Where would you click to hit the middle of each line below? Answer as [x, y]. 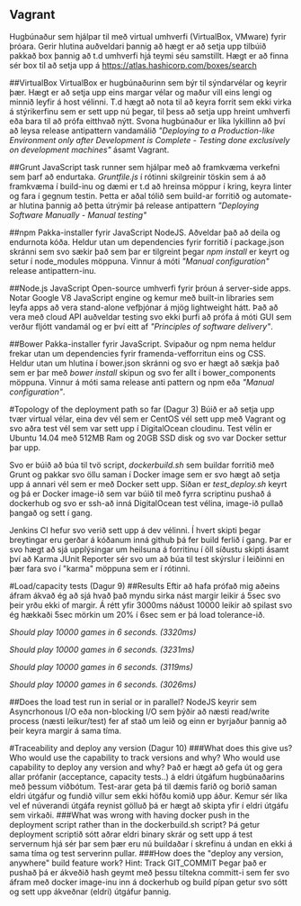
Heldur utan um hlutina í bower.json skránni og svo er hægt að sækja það [145, 363]
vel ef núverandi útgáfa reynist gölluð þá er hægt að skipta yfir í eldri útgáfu [149, 805]
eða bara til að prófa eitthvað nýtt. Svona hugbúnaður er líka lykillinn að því [147, 121]
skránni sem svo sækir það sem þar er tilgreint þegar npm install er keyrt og [150, 251]
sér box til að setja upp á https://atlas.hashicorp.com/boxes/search [133, 65]
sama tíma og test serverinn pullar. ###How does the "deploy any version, [146, 853]
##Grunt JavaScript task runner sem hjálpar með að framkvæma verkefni [145, 167]
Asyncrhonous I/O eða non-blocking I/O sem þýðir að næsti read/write [139, 711]
